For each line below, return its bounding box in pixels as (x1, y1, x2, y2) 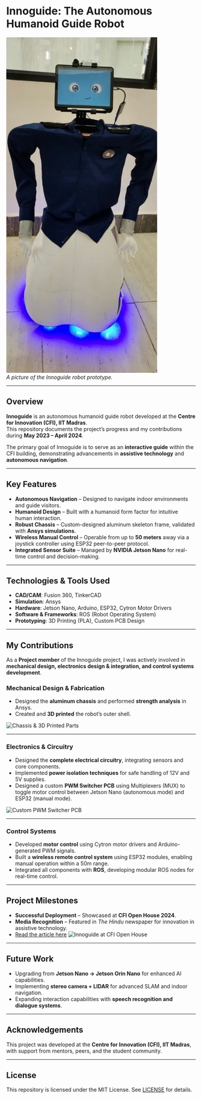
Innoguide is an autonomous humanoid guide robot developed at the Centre (6, 412, 196, 420)
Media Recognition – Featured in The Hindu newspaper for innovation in (14, 918, 195, 925)
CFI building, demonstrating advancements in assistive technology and (6, 450, 185, 457)
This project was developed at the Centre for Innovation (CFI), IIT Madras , (6, 1041, 192, 1048)
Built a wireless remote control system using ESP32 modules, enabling (14, 854, 192, 861)
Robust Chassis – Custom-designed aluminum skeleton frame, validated (14, 521, 195, 528)
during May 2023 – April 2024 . (6, 432, 84, 439)
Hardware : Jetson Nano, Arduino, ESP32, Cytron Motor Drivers (14, 604, 172, 611)
